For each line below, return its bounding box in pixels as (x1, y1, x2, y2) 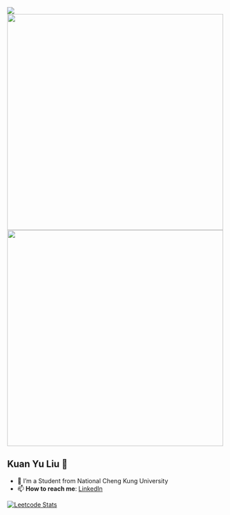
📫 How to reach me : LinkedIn (17, 484, 103, 493)
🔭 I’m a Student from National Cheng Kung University (17, 476, 169, 485)
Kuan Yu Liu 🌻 (7, 458, 68, 470)
